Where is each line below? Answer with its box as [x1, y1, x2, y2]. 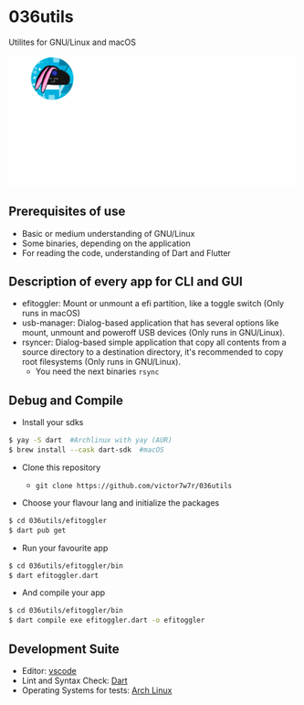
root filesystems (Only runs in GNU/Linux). [21, 357, 182, 368]
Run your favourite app [21, 542, 109, 553]
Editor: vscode [21, 666, 77, 677]
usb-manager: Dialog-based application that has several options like [21, 317, 279, 328]
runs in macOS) [21, 308, 81, 319]
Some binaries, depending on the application [21, 238, 191, 249]
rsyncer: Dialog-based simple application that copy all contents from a [21, 336, 287, 348]
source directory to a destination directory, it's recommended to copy [21, 347, 284, 358]
